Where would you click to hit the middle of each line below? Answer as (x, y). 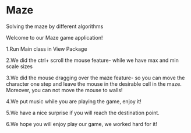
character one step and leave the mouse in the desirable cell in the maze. (94, 84)
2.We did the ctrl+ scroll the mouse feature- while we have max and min (92, 60)
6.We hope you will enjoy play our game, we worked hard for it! (82, 124)
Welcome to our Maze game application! (54, 37)
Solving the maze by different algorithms (55, 26)
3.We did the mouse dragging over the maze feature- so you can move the (95, 78)
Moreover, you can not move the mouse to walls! (64, 90)
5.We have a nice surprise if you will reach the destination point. (83, 113)
